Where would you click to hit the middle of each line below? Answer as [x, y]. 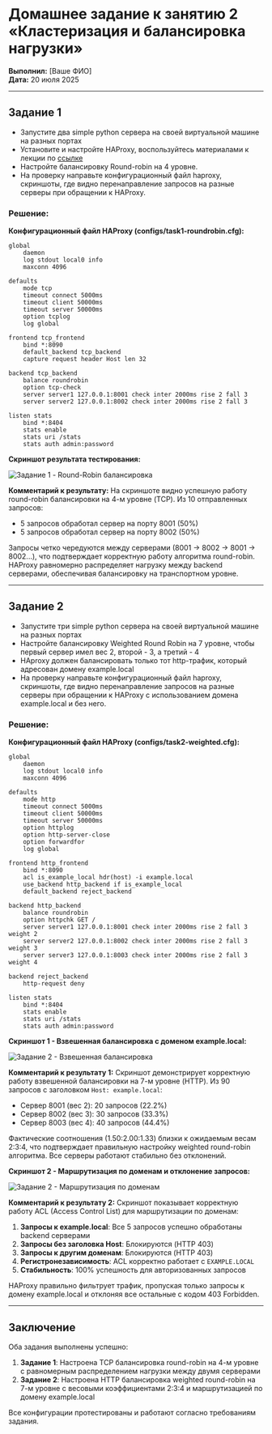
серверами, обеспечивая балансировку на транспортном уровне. [123, 574]
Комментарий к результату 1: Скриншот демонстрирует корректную [130, 1073]
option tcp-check [52, 388]
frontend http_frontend [49, 863]
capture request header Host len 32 [85, 360]
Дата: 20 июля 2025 [44, 79]
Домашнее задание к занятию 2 [123, 14]
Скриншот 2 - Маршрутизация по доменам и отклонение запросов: [130, 1172]
